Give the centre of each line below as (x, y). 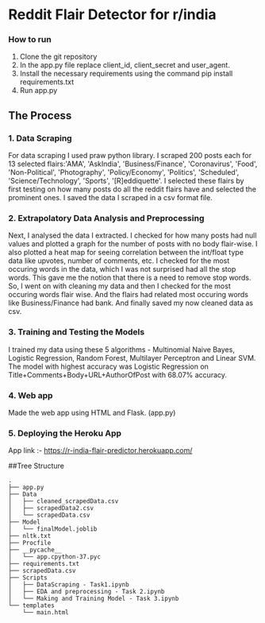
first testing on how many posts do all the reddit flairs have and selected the (132, 189)
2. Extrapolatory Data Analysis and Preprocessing (106, 219)
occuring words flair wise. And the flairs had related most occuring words (128, 295)
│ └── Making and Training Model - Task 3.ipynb (94, 599)
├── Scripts (28, 578)
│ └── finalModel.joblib (53, 529)
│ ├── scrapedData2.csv (51, 509)
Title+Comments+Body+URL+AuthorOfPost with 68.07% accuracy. (118, 374)
